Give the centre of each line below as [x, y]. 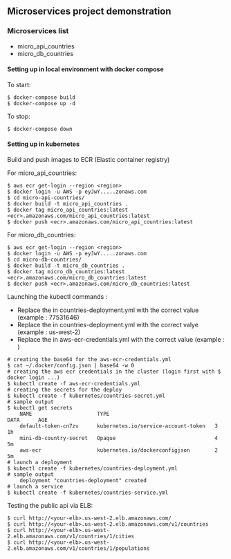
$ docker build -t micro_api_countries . [68, 204]
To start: [19, 84]
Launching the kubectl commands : [57, 297]
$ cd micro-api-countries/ [46, 198]
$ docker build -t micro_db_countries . [66, 266]
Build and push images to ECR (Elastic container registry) [89, 160]
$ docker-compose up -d [41, 103]
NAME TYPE [65, 414]
